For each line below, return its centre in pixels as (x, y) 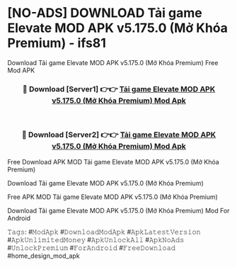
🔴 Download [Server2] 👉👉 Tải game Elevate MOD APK (119, 135)
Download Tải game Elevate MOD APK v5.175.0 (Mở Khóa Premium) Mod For (118, 210)
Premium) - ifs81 (57, 43)
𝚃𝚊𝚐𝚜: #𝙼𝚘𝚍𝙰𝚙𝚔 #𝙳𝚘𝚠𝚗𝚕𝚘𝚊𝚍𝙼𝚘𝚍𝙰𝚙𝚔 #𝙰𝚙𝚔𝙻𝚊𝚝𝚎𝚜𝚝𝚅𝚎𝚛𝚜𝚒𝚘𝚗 (104, 232)
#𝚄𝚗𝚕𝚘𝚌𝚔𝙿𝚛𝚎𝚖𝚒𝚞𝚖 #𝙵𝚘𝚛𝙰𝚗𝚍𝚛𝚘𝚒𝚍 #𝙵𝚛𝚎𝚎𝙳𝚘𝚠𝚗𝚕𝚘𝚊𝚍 (91, 248)
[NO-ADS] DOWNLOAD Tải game (105, 13)
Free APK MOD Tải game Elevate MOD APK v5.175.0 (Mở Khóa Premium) (112, 197)
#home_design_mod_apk (44, 256)
